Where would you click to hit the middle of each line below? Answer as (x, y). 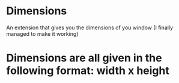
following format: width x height (88, 71)
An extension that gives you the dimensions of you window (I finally (89, 27)
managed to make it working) (42, 33)
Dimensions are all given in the (84, 58)
